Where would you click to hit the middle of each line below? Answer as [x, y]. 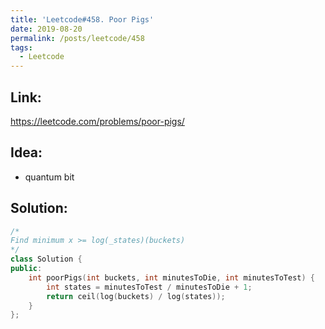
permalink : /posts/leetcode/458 [77, 38]
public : [26, 269]
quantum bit [49, 177]
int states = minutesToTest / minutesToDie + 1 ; [149, 287]
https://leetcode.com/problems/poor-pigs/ [97, 121]
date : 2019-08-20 [46, 29]
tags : [21, 47]
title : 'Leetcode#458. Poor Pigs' [82, 19]
